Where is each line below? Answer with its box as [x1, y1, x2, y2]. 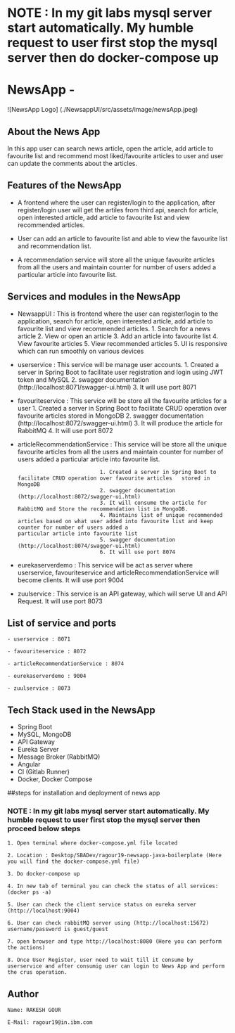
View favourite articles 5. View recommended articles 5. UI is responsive [17, 339, 227, 347]
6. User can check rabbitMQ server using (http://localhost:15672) [7, 920, 210, 927]
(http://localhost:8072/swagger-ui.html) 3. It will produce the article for [17, 418, 223, 427]
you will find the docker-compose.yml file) [7, 858, 140, 866]
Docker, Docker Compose [17, 775, 93, 783]
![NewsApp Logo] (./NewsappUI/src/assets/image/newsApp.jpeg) [7, 105, 198, 114]
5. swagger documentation [99, 536, 176, 543]
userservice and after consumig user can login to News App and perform [7, 963, 225, 970]
